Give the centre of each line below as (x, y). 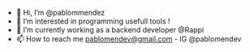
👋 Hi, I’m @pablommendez (60, 13)
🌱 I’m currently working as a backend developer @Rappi (110, 30)
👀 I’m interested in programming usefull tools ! (93, 21)
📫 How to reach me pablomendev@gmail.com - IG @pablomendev (129, 39)
